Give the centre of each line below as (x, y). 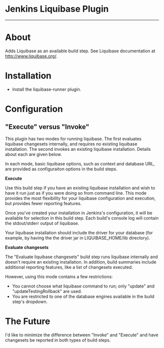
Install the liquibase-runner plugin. (47, 89)
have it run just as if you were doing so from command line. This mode (76, 193)
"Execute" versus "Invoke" (47, 127)
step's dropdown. (30, 302)
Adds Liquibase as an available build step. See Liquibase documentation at (80, 51)
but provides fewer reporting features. (43, 203)
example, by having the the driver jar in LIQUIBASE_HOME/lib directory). (78, 238)
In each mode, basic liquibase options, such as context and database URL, (80, 164)
